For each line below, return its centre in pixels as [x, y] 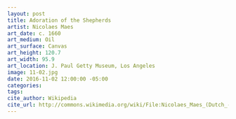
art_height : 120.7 [34, 53]
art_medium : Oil [31, 40]
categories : [25, 85]
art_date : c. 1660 [34, 33]
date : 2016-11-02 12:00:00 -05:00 [58, 79]
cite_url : [22, 105]
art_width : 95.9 [31, 59]
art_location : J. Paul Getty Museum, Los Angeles [81, 66]
